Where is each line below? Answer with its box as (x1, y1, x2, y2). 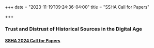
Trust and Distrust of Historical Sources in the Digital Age (5, 25, 142, 32)
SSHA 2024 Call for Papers (5, 37, 61, 43)
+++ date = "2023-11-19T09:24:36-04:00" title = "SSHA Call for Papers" (5, 4, 150, 10)
